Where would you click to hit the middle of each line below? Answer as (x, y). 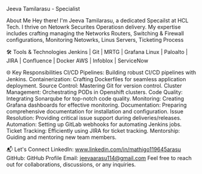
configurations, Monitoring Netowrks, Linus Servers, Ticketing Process (95, 40)
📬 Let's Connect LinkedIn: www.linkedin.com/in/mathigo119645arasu (94, 149)
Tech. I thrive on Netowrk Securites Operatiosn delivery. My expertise (94, 27)
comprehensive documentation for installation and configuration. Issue (95, 111)
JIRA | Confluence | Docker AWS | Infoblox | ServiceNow (77, 61)
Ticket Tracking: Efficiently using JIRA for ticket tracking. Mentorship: (93, 131)
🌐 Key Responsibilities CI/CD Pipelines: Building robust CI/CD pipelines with (101, 72)
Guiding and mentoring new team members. (61, 137)
